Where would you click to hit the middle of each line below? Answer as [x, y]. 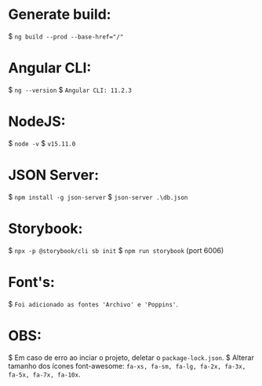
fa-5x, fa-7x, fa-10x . [44, 374]
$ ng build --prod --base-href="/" [66, 36]
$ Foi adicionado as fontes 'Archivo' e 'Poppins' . [93, 303]
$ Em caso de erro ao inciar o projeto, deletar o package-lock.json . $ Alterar [131, 357]
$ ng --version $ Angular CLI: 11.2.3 [70, 90]
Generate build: [60, 15]
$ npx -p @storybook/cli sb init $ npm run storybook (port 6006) [116, 250]
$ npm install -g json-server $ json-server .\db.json [98, 197]
